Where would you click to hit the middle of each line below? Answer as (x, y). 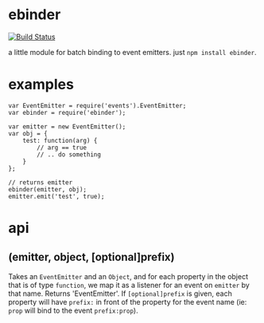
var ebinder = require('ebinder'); (67, 112)
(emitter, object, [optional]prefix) (91, 257)
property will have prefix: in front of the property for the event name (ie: (128, 301)
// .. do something (69, 154)
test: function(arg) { (60, 140)
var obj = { (28, 133)
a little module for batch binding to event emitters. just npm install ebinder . (132, 52)
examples (41, 85)
